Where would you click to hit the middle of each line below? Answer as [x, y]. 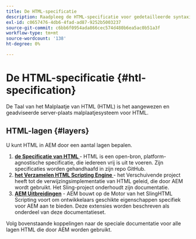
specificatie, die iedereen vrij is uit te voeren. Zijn [105, 162]
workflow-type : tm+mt [32, 33]
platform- [155, 156]
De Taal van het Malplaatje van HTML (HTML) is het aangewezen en [88, 106]
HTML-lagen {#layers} [48, 131]
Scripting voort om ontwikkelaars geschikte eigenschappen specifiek [97, 199]
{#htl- [131, 78]
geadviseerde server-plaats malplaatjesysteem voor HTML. [77, 113]
